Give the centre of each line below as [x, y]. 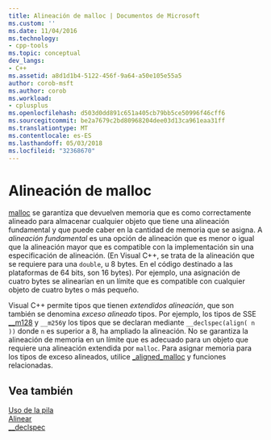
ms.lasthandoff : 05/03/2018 [56, 143]
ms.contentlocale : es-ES [50, 135]
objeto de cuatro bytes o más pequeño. [74, 290]
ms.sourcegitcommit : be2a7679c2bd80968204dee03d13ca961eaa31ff [117, 121]
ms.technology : [34, 38]
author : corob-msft [41, 83]
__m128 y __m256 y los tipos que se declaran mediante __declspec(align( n [132, 322]
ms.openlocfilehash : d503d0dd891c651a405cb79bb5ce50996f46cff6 [117, 114]
